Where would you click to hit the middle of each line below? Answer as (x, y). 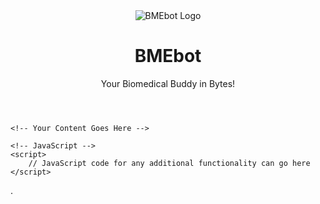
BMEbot (168, 56)
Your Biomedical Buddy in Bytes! (168, 83)
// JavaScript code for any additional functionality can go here (169, 163)
